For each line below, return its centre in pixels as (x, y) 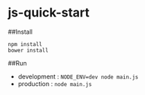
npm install (25, 44)
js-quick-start (49, 13)
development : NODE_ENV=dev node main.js (78, 76)
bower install (28, 50)
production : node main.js (55, 83)
